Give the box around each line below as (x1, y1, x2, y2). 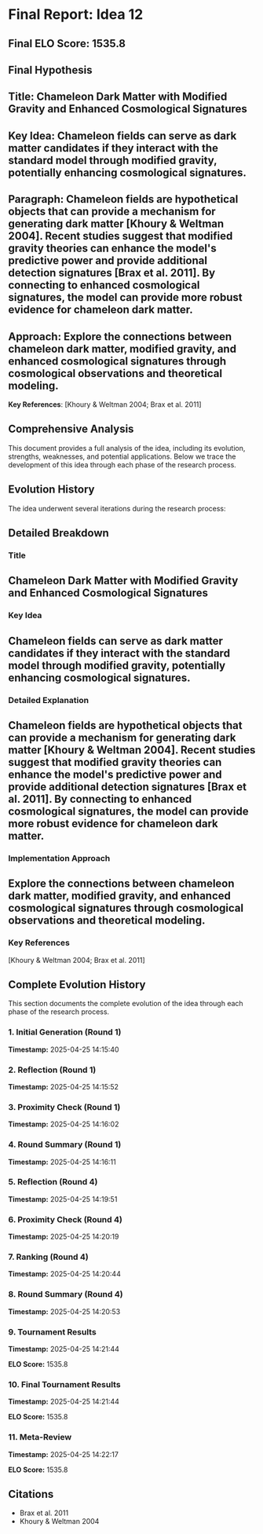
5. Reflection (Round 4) (8, 1177, 98, 1188)
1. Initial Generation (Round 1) (8, 1027, 122, 1038)
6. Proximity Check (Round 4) (8, 1214, 123, 1225)
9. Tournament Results (8, 1326, 97, 1337)
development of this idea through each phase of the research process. (8, 459, 237, 469)
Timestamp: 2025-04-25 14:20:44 (8, 1269, 122, 1279)
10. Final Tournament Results (8, 1378, 121, 1389)
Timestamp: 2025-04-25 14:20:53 (8, 1306, 121, 1316)
